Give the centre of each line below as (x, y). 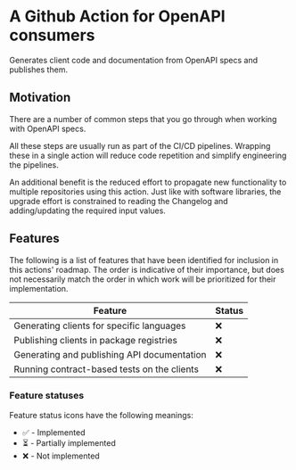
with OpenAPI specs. (48, 128)
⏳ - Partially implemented (69, 442)
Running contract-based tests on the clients (106, 369)
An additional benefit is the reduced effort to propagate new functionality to (148, 182)
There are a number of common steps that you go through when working (143, 119)
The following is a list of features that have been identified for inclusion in (144, 260)
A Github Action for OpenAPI (117, 16)
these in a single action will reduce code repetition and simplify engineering (148, 155)
